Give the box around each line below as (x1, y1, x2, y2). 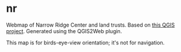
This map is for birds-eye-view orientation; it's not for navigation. (6, 39, 165, 46)
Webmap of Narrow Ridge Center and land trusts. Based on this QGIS (6, 21, 175, 28)
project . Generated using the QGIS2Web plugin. (6, 27, 122, 34)
